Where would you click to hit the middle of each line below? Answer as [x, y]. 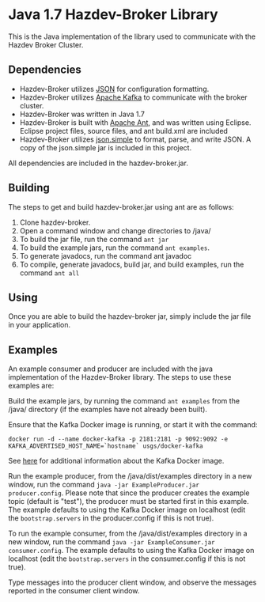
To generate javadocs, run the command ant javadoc [106, 256]
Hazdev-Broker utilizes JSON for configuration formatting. [114, 89]
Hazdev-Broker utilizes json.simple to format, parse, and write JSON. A [135, 139]
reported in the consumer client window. [74, 591]
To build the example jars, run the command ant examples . [114, 248]
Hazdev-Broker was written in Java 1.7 [82, 114]
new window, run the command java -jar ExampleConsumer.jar [112, 542]
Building [29, 188]
